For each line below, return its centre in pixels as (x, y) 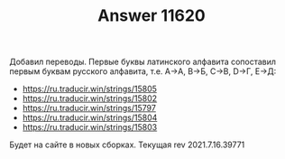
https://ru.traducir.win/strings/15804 (90, 117)
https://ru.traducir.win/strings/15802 (90, 98)
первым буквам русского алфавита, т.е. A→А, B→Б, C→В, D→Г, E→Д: (143, 71)
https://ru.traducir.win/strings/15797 (89, 108)
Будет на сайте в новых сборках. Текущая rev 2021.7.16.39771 (127, 145)
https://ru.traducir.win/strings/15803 (90, 127)
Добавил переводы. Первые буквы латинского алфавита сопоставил (143, 62)
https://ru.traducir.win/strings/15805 (90, 89)
